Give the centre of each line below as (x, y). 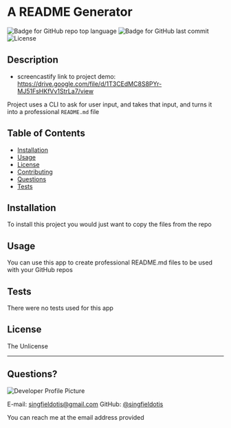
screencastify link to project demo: (66, 76)
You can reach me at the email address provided (76, 417)
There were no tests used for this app (60, 308)
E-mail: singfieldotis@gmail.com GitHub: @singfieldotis (85, 404)
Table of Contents (46, 134)
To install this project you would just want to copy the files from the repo (109, 225)
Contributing (35, 172)
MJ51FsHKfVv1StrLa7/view (55, 91)
